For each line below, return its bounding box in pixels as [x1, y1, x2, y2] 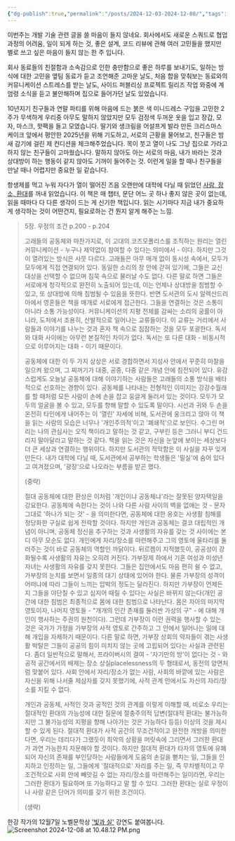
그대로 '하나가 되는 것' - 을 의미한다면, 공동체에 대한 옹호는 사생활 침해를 [24, 510, 222, 518]
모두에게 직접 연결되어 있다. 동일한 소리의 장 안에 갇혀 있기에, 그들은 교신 [24, 263, 223, 271]
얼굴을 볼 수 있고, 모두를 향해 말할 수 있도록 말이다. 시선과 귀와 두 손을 [37, 401, 228, 409]
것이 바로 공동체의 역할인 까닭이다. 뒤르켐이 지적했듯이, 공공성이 [43, 545, 217, 553]
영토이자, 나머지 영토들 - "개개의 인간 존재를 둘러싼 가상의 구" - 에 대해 [24, 606, 217, 614]
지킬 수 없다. [37, 685, 72, 694]
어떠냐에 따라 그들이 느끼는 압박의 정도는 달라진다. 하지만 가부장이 [24, 580, 205, 588]
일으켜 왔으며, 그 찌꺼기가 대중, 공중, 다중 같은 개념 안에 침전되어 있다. [24, 366, 215, 374]
